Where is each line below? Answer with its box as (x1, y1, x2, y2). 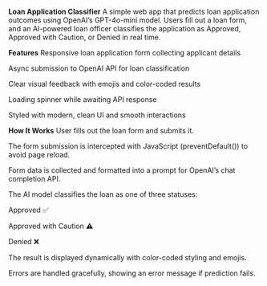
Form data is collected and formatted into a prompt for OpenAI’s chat (8, 165, 236, 175)
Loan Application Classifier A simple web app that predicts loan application (8, 7, 260, 16)
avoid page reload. (8, 150, 71, 159)
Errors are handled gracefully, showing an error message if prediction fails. (8, 268, 256, 278)
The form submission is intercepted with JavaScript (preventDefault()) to (8, 141, 249, 151)
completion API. (8, 174, 61, 183)
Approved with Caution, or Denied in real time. (8, 32, 161, 42)
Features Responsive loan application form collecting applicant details (8, 48, 241, 57)
